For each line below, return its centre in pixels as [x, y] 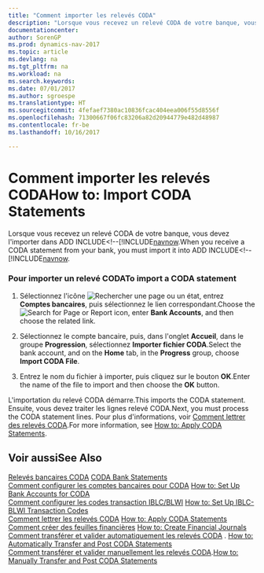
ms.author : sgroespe [42, 96]
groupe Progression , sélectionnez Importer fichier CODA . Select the [130, 344]
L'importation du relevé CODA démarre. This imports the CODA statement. [127, 400]
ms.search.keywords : [42, 81]
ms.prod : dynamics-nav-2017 [54, 45]
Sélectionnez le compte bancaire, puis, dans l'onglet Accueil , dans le [131, 336]
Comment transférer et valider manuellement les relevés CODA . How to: [123, 552]
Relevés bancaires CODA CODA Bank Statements [88, 477]
